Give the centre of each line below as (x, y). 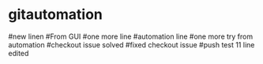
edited (19, 53)
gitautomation (55, 15)
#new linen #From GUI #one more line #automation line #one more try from (131, 36)
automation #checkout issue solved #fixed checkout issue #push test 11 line (131, 44)
